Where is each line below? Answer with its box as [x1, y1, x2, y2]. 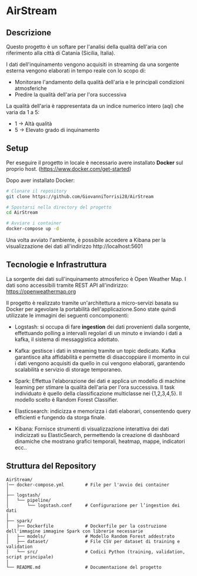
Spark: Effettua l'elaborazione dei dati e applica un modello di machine [14, 377, 186, 384]
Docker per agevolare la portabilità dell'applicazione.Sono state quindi [6, 305, 176, 313]
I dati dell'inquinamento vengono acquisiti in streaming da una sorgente [6, 61, 179, 68]
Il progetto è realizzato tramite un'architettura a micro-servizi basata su [6, 299, 179, 306]
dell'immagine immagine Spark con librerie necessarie [6, 528, 143, 534]
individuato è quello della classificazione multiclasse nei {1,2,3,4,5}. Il [14, 390, 182, 397]
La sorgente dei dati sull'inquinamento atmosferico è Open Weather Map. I [6, 275, 186, 282]
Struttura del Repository [6, 461, 96, 471]
